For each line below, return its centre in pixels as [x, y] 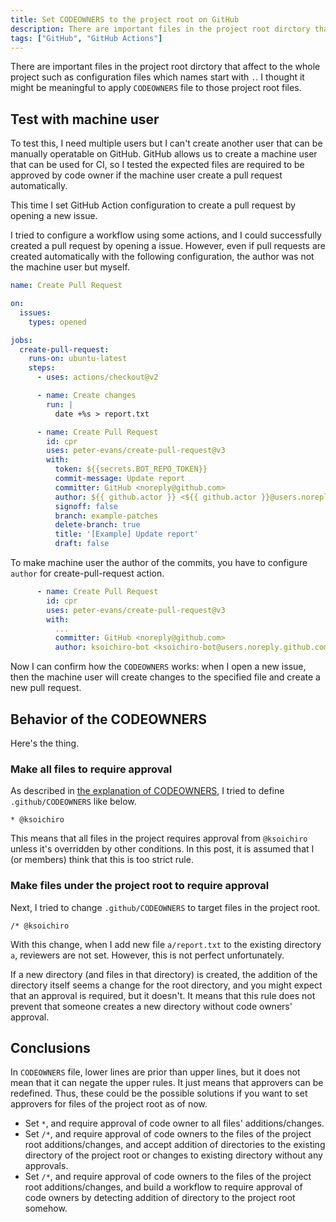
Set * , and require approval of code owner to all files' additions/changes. [174, 1123]
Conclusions [50, 1047]
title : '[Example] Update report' [126, 534]
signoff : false [86, 506]
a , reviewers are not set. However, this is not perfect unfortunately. [147, 955]
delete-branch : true [97, 525]
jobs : [21, 340]
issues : [35, 312]
